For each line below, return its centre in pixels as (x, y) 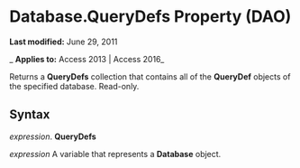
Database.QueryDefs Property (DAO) (150, 17)
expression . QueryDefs (53, 136)
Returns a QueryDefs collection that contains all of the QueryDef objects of (150, 76)
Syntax (30, 115)
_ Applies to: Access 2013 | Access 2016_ (87, 59)
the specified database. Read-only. (74, 86)
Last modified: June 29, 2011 (64, 42)
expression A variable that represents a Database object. (115, 154)
